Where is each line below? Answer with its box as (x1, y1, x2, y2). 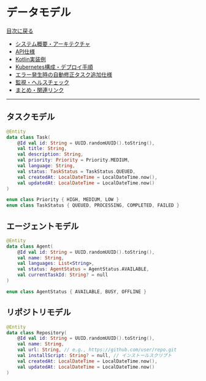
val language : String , (17, 163, 75, 169)
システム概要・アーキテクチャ (15, 40, 91, 47)
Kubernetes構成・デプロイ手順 (15, 63, 93, 71)
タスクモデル (6, 112, 55, 122)
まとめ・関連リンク (15, 86, 64, 93)
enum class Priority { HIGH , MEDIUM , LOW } (6, 197, 120, 203)
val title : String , (17, 146, 67, 152)
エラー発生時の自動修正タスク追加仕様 (15, 71, 112, 78)
